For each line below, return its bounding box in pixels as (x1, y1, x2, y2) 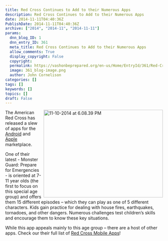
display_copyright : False (9, 54, 64, 59)
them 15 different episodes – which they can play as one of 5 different (5, 199, 149, 205)
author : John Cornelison (9, 73, 61, 78)
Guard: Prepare (5, 162, 37, 168)
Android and (5, 131, 31, 137)
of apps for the (5, 126, 36, 132)
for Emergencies (5, 167, 39, 173)
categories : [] (5, 77, 37, 82)
